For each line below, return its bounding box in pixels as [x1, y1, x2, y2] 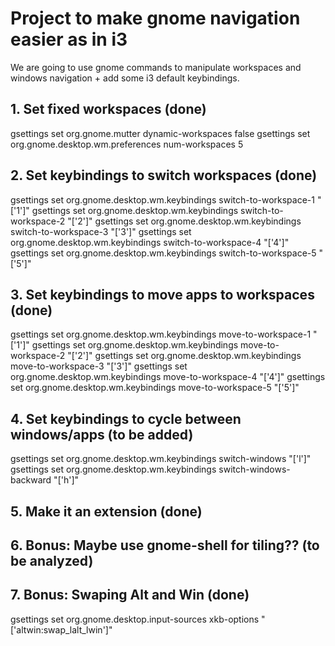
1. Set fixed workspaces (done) [10, 101, 207, 118]
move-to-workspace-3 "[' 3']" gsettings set [10, 360, 188, 372]
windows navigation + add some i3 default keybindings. [10, 72, 240, 84]
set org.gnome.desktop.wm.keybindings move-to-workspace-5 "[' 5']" [10, 382, 300, 394]
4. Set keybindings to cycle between [10, 410, 242, 427]
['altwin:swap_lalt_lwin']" [10, 623, 113, 636]
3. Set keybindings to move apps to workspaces [10, 286, 315, 303]
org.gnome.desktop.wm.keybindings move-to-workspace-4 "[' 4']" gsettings [10, 371, 326, 383]
